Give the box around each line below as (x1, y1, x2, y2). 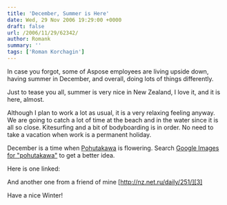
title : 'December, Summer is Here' (7, 10, 110, 17)
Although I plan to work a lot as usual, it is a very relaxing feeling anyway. (7, 108, 215, 117)
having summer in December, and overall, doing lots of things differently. (7, 74, 214, 83)
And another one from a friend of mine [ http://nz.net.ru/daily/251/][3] (7, 177, 203, 186)
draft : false (7, 23, 45, 30)
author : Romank (7, 36, 51, 43)
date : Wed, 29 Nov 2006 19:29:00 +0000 (7, 17, 122, 23)
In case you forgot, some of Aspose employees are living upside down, (7, 67, 209, 76)
